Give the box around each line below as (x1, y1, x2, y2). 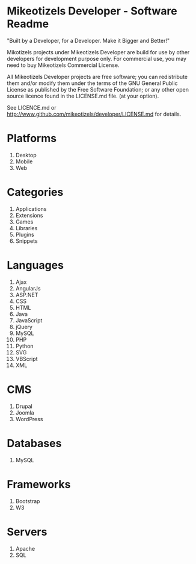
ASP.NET (15, 291, 38, 298)
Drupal (15, 403, 32, 410)
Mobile (15, 158, 33, 165)
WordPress (15, 415, 43, 422)
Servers (7, 525, 47, 539)
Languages (7, 258, 64, 272)
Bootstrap (15, 497, 40, 504)
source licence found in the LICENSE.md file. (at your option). (7, 92, 159, 99)
